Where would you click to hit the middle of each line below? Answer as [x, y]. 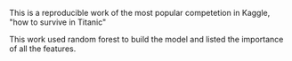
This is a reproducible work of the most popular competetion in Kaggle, [140, 13]
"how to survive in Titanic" [58, 22]
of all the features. [43, 49]
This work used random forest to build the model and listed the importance [146, 39]
